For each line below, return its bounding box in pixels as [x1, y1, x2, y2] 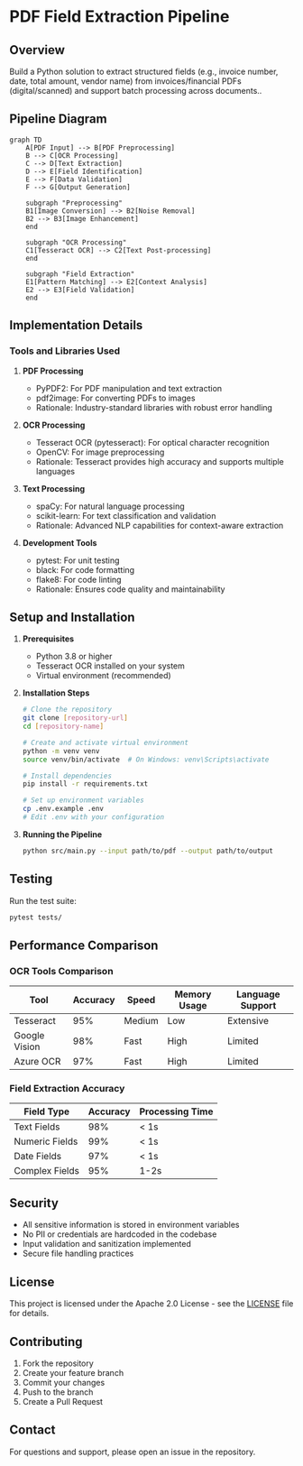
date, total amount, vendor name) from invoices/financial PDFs [9, 76, 242, 87]
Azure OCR [14, 1056, 61, 1068]
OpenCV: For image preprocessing [35, 447, 165, 457]
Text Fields [14, 1120, 60, 1133]
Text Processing [22, 483, 86, 493]
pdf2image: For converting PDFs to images [35, 392, 196, 403]
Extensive [226, 1015, 269, 1028]
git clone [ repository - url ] [22, 714, 128, 723]
